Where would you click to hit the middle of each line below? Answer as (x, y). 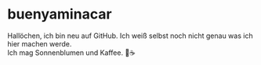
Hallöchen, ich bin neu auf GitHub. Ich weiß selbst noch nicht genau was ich (130, 36)
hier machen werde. (40, 43)
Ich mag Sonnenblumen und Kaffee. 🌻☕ (72, 53)
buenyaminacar (60, 14)
